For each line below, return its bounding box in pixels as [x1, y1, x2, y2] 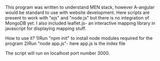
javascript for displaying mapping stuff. [5, 25, 87, 31]
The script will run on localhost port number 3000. [5, 50, 110, 56]
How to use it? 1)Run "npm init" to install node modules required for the [5, 35, 153, 41]
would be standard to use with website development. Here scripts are [5, 9, 150, 15]
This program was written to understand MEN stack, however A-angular [5, 4, 155, 10]
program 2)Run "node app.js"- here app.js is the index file [5, 40, 126, 46]
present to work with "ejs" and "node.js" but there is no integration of [5, 15, 149, 20]
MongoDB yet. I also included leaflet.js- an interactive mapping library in [5, 20, 155, 26]
